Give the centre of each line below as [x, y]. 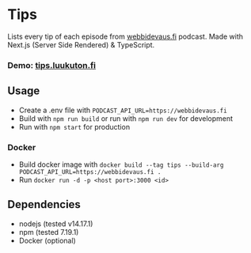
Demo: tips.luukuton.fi [52, 65]
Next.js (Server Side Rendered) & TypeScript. [81, 44]
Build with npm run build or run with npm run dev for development [126, 118]
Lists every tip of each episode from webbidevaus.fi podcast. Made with [125, 36]
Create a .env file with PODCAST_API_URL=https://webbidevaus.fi [123, 110]
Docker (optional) [47, 240]
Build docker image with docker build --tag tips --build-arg [121, 164]
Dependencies [44, 204]
